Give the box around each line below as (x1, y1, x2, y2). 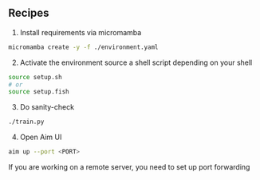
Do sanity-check (19, 102, 74, 112)
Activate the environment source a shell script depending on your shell (19, 58, 253, 67)
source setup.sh (8, 73, 62, 81)
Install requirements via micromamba (19, 27, 142, 37)
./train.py (8, 118, 45, 126)
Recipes (8, 6, 49, 20)
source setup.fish (8, 88, 69, 96)
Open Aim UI (19, 132, 62, 142)
